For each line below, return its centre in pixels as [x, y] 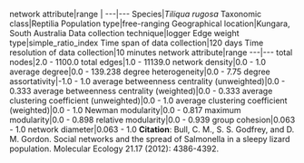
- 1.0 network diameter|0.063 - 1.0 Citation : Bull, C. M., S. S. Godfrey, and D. [152, 129]
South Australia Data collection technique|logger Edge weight [124, 33]
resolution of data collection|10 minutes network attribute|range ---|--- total [151, 53]
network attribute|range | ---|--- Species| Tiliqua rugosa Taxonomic [136, 14]
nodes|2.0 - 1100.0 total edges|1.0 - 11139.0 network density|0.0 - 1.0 [137, 62]
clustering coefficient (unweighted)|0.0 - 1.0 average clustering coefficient [148, 101]
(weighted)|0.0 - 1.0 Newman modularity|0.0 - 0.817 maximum [126, 110]
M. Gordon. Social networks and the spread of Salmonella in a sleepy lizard [150, 139]
